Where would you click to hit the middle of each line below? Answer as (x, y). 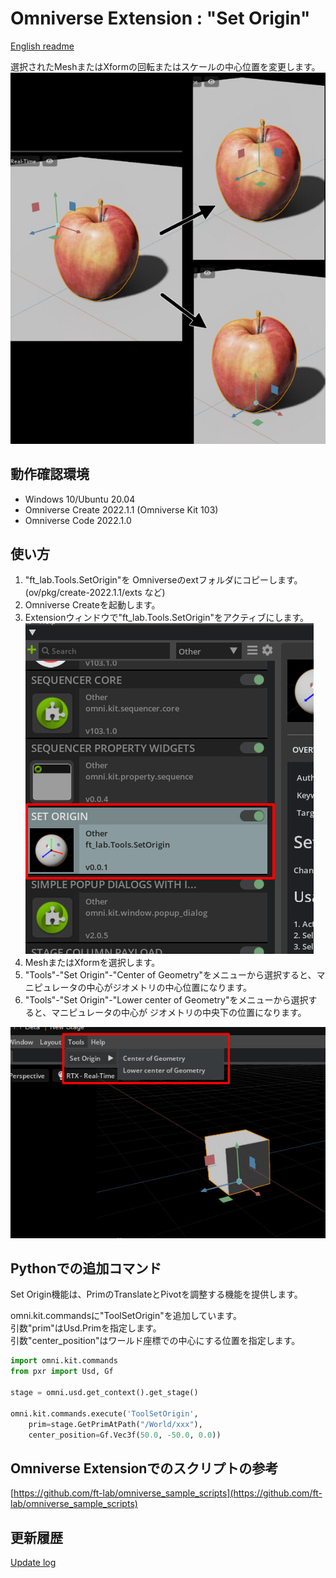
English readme (42, 46)
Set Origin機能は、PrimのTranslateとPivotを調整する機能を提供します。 (156, 1294)
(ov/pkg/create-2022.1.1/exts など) (95, 593)
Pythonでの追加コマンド (86, 1268)
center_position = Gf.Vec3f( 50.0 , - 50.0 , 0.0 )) (125, 1435)
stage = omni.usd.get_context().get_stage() (104, 1393)
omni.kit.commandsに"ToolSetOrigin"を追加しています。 (126, 1316)
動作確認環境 (50, 474)
